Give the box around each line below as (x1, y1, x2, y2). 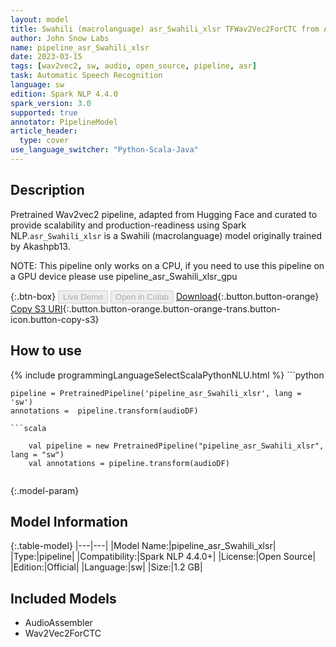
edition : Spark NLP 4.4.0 (10, 89, 118, 99)
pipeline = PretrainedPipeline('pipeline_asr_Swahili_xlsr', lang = (10, 388, 302, 398)
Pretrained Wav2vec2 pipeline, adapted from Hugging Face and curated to (10, 208, 318, 220)
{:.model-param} (10, 484, 80, 496)
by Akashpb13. (10, 240, 71, 252)
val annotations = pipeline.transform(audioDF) (28, 458, 230, 468)
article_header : (10, 126, 78, 136)
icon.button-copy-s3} (10, 313, 100, 325)
